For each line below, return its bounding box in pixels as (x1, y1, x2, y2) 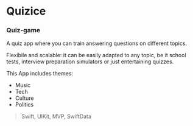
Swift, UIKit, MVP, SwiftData (21, 113, 91, 120)
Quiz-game (6, 26, 41, 35)
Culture (15, 94, 34, 102)
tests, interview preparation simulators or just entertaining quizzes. (6, 58, 174, 65)
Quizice (6, 4, 46, 18)
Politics (15, 101, 34, 108)
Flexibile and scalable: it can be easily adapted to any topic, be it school (6, 52, 187, 59)
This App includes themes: (6, 70, 74, 77)
